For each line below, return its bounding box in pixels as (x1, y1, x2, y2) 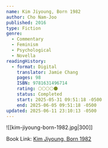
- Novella (11, 53, 36, 59)
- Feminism (11, 42, 39, 48)
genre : (6, 31, 23, 37)
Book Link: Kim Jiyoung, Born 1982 (6, 136, 92, 143)
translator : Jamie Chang (17, 69, 78, 75)
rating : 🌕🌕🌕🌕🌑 (17, 86, 58, 92)
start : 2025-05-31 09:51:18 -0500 (17, 96, 102, 102)
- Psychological (11, 47, 52, 53)
